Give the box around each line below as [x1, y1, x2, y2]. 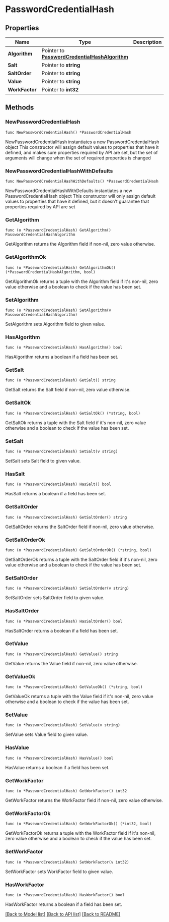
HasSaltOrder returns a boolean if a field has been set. [5, 627, 118, 633]
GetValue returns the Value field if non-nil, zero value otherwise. [5, 660, 138, 666]
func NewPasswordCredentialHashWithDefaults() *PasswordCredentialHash [5, 179, 158, 184]
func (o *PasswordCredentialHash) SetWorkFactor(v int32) [5, 859, 129, 865]
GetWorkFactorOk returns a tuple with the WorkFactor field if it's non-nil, [5, 830, 156, 836]
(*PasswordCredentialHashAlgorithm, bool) [5, 269, 96, 274]
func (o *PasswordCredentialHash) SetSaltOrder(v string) [5, 586, 129, 591]
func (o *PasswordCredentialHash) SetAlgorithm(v [5, 308, 112, 313]
